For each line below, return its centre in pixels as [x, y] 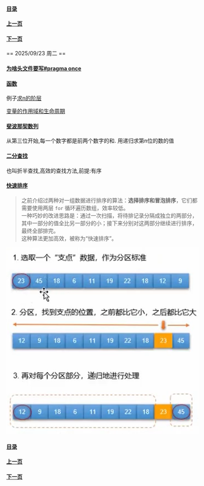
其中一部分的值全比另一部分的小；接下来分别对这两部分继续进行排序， [109, 223]
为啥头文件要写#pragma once [44, 68]
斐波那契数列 [22, 126]
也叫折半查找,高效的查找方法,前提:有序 [54, 170]
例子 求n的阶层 [24, 98]
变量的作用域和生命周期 [36, 111]
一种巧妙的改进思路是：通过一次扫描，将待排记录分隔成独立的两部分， [109, 215]
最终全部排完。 [40, 231]
